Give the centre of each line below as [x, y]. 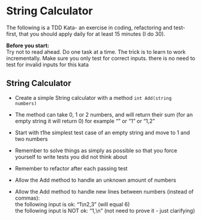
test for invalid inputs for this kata [47, 65]
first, [12, 33]
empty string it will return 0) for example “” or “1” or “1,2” [85, 121]
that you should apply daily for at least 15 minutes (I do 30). [92, 33]
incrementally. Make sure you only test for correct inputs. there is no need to [101, 58]
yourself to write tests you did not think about [71, 157]
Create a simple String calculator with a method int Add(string [93, 97]
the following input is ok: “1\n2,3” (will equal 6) [72, 204]
